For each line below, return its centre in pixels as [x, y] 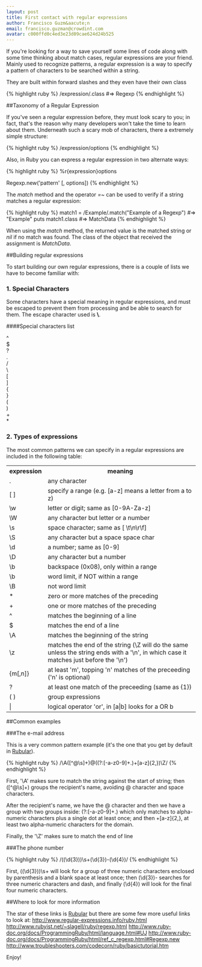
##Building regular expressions [45, 255]
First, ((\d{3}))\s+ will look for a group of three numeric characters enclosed [100, 871]
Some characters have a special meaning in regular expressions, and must [98, 302]
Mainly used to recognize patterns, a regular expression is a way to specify [99, 64]
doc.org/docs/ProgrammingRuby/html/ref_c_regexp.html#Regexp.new [93, 939]
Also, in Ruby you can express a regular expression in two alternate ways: [98, 159]
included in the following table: [44, 456]
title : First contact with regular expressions [67, 17]
